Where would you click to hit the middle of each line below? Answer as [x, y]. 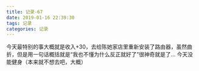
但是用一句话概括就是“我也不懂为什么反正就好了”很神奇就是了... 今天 [102, 55]
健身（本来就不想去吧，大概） [49, 62]
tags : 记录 [19, 23]
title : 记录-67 [25, 12]
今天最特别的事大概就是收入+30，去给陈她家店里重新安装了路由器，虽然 [97, 47]
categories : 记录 [27, 29]
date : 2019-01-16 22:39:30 [40, 18]
